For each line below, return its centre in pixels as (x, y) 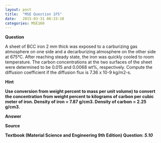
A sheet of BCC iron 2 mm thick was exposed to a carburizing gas (71, 46)
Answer (13, 116)
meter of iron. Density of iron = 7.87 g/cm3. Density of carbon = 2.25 (76, 102)
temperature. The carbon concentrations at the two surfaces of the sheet (79, 62)
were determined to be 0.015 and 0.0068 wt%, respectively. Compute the (79, 67)
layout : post (18, 10)
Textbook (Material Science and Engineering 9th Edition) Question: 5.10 (79, 135)
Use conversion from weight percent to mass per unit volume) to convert (80, 91)
